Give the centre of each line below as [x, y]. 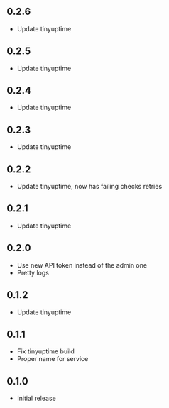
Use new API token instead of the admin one [82, 265]
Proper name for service [53, 359]
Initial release [36, 398]
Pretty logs [33, 272]
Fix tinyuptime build [46, 351]
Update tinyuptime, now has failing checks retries [89, 187]
